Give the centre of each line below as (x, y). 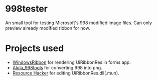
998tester (26, 9)
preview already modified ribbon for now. (48, 28)
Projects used (35, 49)
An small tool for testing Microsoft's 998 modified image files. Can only (78, 23)
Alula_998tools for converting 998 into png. (57, 67)
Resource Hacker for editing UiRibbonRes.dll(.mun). (66, 73)
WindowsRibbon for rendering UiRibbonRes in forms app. (72, 62)
